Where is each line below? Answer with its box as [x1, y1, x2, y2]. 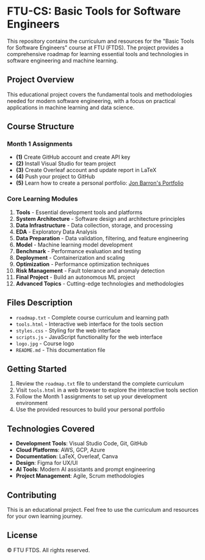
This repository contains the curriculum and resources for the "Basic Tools [7, 37, 195, 45]
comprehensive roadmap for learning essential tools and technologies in [7, 50, 189, 57]
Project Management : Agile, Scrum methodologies [15, 472, 145, 479]
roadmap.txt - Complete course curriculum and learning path [15, 314, 170, 321]
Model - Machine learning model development [15, 241, 133, 248]
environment [15, 400, 48, 407]
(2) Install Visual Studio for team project [15, 160, 117, 167]
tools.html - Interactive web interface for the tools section [15, 320, 164, 328]
